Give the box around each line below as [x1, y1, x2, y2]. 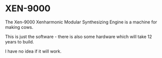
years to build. [5, 39, 34, 44]
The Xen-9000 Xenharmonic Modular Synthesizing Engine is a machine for [5, 19, 158, 25]
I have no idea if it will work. [5, 48, 62, 54]
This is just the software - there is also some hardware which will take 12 [5, 34, 152, 39]
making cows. [5, 24, 33, 30]
